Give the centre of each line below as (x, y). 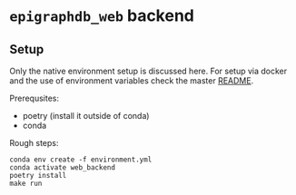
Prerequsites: (35, 98)
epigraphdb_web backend (102, 16)
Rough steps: (34, 143)
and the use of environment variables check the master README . (132, 81)
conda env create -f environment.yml (81, 160)
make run (26, 183)
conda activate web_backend (63, 168)
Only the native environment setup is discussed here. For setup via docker (148, 71)
